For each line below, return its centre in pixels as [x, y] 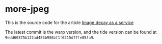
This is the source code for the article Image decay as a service [69, 22]
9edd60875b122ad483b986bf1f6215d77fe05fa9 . [50, 37]
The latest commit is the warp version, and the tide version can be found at [81, 32]
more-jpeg [27, 9]
